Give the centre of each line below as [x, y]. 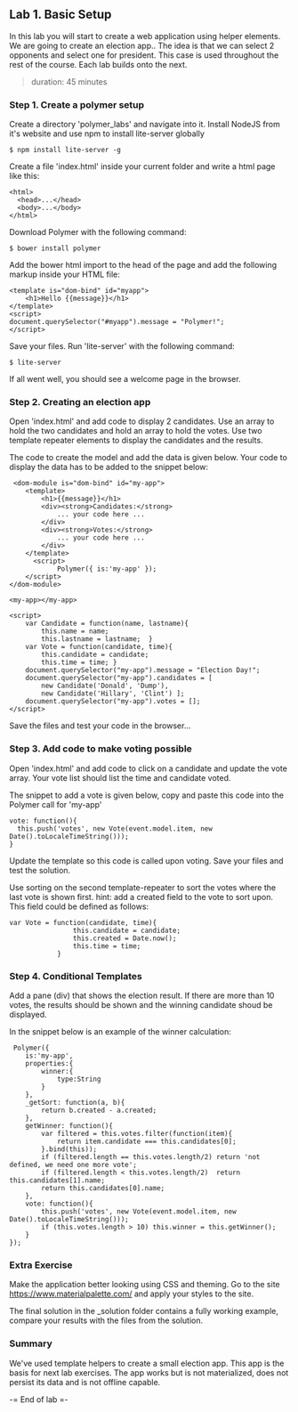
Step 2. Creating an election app [80, 402]
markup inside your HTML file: [64, 274]
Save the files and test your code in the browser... [100, 726]
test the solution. [40, 870]
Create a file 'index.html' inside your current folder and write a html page [142, 166]
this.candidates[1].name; [57, 1181]
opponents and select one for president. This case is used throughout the [144, 55]
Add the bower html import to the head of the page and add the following [143, 265]
